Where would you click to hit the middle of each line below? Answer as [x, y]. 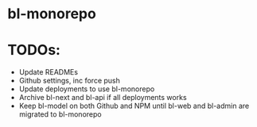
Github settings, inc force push [70, 81]
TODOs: [34, 50]
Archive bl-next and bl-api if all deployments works [103, 98]
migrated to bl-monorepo [60, 114]
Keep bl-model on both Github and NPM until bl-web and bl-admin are [134, 106]
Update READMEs [49, 72]
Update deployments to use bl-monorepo [87, 89]
